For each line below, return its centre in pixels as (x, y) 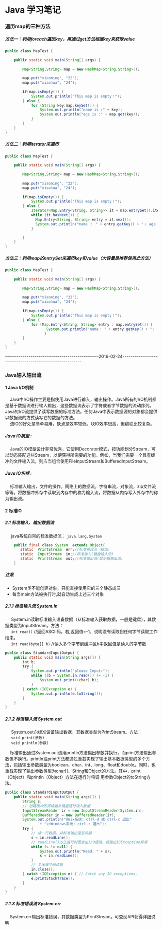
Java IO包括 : (18, 473)
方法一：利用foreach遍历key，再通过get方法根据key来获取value (70, 39)
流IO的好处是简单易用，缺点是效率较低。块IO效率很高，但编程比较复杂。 (82, 424)
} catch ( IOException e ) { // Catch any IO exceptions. (80, 874)
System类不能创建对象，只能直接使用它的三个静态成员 (66, 588)
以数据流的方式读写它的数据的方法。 (41, 418)
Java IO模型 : (18, 436)
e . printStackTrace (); (53, 878)
